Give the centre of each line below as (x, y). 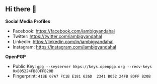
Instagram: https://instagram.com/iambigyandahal (64, 47)
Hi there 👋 (21, 9)
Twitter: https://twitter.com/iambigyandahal (57, 36)
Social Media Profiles (28, 21)
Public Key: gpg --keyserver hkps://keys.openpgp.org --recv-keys (82, 66)
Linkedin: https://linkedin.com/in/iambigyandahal (63, 41)
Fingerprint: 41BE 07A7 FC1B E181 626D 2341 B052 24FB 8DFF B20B (82, 76)
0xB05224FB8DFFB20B (33, 71)
